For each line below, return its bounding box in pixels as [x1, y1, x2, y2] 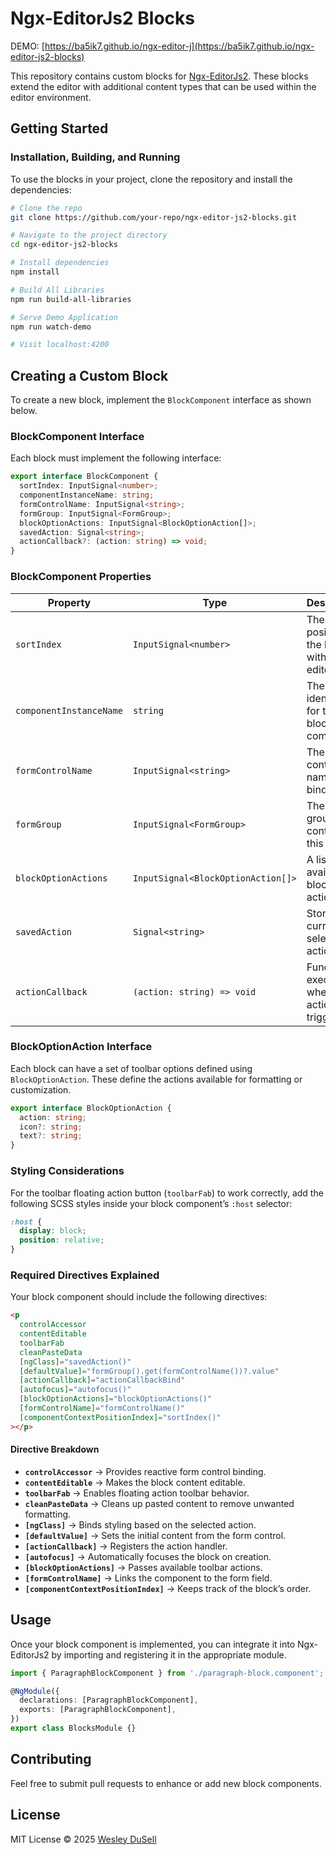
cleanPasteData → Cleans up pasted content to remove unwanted [24, 1497, 295, 1509]
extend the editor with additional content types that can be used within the [10, 80, 317, 92]
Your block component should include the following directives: [10, 1291, 268, 1303]
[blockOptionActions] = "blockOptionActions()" [19, 1394, 213, 1404]
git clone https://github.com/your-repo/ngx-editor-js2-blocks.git [10, 212, 298, 222]
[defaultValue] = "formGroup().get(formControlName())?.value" [19, 1366, 280, 1376]
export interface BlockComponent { [10, 472, 159, 482]
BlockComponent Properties [10, 570, 152, 584]
